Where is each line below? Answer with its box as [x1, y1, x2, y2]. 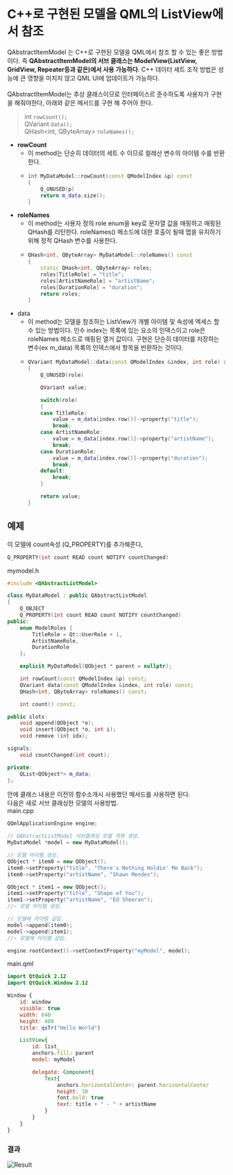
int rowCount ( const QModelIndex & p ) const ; [19, 675, 148, 682]
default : [40, 467, 66, 475]
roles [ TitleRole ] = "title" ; [40, 271, 125, 278]
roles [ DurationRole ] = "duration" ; [40, 284, 144, 291]
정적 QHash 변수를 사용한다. [40, 236, 118, 245]
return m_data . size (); [40, 192, 106, 199]
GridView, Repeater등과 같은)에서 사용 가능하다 [7, 65, 139, 73]
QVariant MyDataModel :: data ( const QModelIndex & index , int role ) [27, 358, 221, 366]
